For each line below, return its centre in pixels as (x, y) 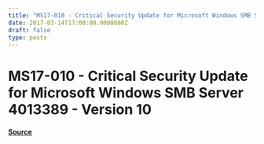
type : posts (27, 37)
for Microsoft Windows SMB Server (126, 93)
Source (20, 132)
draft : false (29, 30)
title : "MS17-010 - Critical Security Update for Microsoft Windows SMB (130, 15)
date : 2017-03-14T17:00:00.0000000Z (68, 23)
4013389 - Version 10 (80, 110)
